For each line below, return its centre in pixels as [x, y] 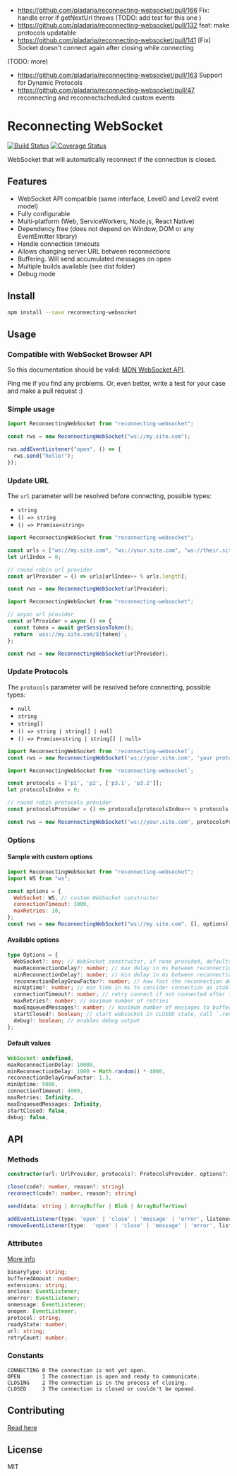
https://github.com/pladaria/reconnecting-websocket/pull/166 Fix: [114, 10]
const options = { [34, 891]
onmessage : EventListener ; [47, 1305]
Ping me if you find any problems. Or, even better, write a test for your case [116, 384]
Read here [22, 1427]
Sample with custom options [50, 857]
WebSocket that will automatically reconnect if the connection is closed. [112, 159]
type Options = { [33, 955]
